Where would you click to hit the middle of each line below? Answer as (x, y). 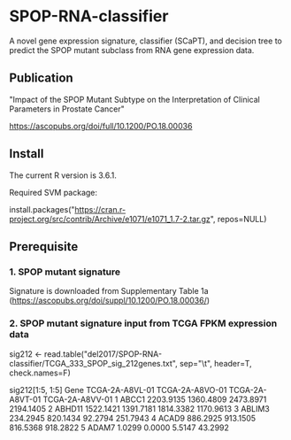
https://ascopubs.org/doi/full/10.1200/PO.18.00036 (101, 126)
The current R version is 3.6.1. (63, 175)
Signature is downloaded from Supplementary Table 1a (109, 291)
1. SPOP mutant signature (65, 272)
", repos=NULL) (238, 219)
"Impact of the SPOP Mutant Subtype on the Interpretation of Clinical (135, 99)
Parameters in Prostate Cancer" (67, 109)
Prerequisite (44, 247)
